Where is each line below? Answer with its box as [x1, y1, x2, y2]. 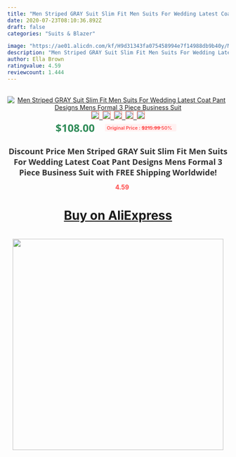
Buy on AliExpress [63, 208, 173, 224]
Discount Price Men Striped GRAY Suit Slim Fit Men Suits [8, 145, 228, 157]
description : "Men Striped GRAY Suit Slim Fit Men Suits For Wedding [7, 49, 216, 56]
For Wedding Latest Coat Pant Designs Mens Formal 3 [13, 156, 223, 168]
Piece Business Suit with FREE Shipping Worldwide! [18, 166, 218, 178]
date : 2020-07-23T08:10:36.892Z [7, 17, 102, 24]
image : [7, 43, 27, 50]
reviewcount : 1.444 [7, 68, 65, 76]
